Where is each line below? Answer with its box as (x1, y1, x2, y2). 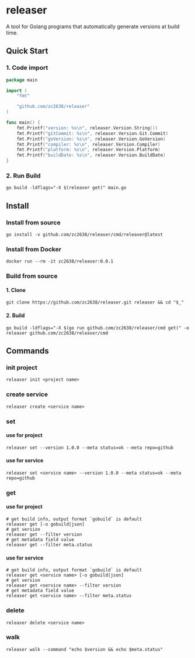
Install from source (6, 218, 61, 226)
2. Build (6, 312, 25, 319)
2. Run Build (6, 171, 41, 179)
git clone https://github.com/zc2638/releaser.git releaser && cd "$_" (6, 299, 184, 305)
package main (6, 77, 38, 83)
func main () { (6, 120, 41, 125)
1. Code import (6, 64, 48, 72)
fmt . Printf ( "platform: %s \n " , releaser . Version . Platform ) (16, 147, 161, 153)
